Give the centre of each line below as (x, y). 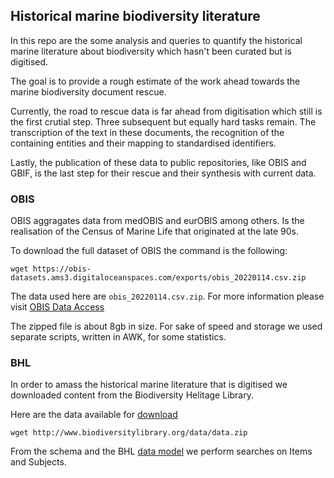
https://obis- (62, 269)
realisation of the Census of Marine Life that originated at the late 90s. (155, 231)
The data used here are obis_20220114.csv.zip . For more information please (167, 296)
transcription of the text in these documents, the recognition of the (147, 132)
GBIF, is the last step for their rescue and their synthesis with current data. (163, 173)
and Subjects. (38, 462)
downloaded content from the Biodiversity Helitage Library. (132, 395)
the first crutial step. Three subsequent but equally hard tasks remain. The (163, 121)
